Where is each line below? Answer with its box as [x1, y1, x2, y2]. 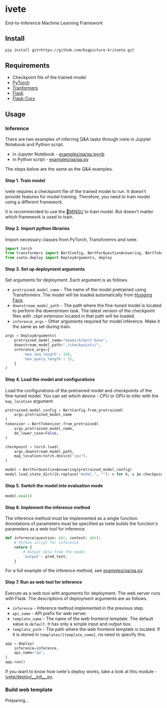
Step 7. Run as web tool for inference [5, 579, 83, 585]
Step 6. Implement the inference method [5, 504, 90, 510]
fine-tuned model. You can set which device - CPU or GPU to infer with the [5, 393, 159, 399]
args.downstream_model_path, [14, 449, 75, 454]
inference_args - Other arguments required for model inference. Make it [12, 318, 160, 324]
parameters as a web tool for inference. [5, 526, 86, 532]
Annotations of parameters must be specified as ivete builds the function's [5, 521, 158, 527]
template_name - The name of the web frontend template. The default [12, 616, 154, 621]
